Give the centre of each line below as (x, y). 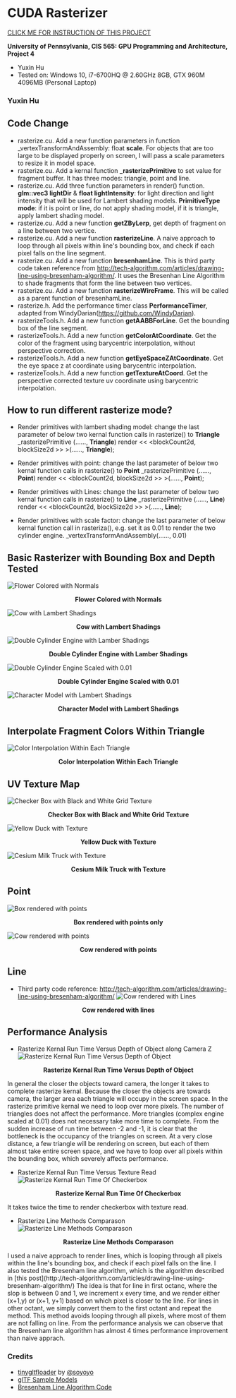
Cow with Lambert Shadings (118, 627)
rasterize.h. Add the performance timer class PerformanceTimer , (112, 306)
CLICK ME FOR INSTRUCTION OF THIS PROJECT (79, 32)
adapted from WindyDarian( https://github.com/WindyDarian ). (106, 313)
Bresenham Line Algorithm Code (65, 1387)
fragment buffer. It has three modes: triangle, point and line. (104, 178)
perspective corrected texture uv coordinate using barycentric (108, 380)
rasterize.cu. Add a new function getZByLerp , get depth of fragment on (122, 223)
